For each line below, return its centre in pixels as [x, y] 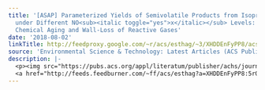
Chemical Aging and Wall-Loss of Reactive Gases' [98, 30]
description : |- [35, 59]
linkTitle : [26, 45]
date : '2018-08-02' [40, 37]
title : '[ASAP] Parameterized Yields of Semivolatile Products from [123, 15]
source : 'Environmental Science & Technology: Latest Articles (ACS [123, 52]
